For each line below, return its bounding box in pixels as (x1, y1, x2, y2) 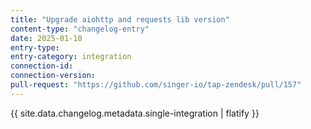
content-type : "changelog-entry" (10, 24, 150, 34)
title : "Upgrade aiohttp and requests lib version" (10, 14, 230, 25)
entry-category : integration (10, 52, 132, 62)
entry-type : (10, 42, 60, 53)
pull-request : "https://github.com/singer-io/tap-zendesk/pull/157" (10, 80, 302, 90)
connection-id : (10, 61, 74, 71)
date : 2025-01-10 (10, 33, 83, 43)
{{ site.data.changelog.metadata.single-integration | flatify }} (10, 107, 260, 119)
